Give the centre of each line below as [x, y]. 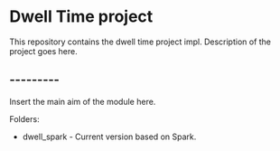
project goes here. [44, 51]
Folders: [24, 118]
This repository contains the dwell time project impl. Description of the [140, 42]
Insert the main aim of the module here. [83, 101]
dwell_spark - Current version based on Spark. [109, 137]
